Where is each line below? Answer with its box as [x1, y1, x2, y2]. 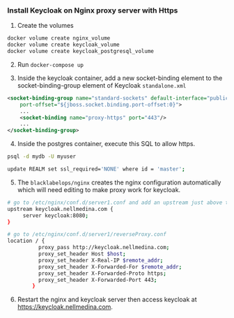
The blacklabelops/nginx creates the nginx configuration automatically [17, 178, 221, 186]
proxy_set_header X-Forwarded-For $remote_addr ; [38, 263, 182, 270]
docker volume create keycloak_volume [7, 41, 120, 49]
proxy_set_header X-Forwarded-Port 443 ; [38, 276, 157, 283]
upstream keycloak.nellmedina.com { [7, 205, 114, 212]
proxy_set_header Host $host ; [38, 251, 127, 257]
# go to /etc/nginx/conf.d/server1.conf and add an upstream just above [7, 199, 223, 206]
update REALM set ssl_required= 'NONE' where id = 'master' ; [7, 166, 186, 173]
